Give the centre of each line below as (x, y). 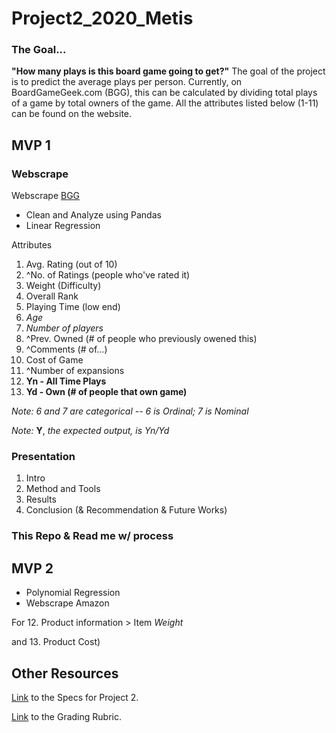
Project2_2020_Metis (102, 18)
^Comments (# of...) (66, 349)
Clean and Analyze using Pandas (93, 215)
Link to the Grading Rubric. (66, 717)
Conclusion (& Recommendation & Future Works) (126, 510)
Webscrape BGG (46, 196)
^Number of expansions (75, 371)
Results (41, 499)
